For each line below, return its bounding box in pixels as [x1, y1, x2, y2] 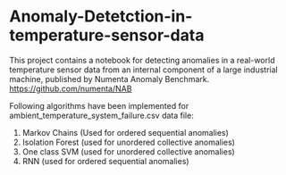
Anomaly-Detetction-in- [9, 6, 193, 27]
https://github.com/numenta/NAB [9, 83, 132, 94]
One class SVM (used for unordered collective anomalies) [21, 146, 235, 157]
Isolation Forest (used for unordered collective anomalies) [21, 137, 235, 147]
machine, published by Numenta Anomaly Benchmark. [9, 73, 210, 84]
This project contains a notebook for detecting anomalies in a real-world [9, 54, 275, 65]
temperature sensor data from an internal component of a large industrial [9, 64, 279, 75]
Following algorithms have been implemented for [9, 100, 189, 111]
